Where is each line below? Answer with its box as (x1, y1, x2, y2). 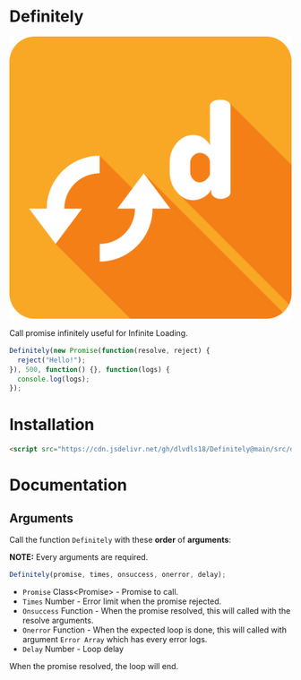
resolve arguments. (21, 615, 94, 625)
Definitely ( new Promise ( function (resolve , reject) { (9, 346, 211, 355)
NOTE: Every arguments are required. (9, 552, 149, 563)
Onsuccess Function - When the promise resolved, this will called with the (21, 606, 291, 615)
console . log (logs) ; (17, 374, 90, 383)
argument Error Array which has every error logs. (21, 634, 208, 644)
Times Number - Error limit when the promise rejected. (21, 596, 222, 607)
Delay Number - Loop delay (21, 643, 124, 654)
